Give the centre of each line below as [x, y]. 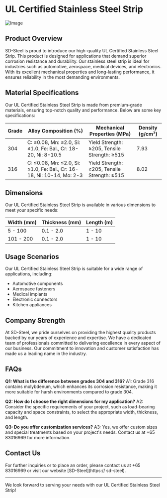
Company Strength [35, 320]
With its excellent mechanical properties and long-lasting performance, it [80, 72]
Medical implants [30, 294]
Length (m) [100, 223]
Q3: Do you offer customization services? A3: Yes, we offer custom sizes [81, 427]
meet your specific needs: [32, 210]
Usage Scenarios [32, 257]
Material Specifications [42, 93]
